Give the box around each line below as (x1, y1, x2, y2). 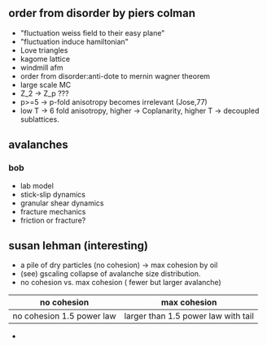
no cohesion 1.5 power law (12, 310, 116, 322)
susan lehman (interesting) (8, 239, 149, 253)
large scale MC (20, 80, 72, 89)
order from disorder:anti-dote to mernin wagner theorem (20, 71, 210, 80)
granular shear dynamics (20, 198, 104, 208)
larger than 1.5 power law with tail (124, 310, 255, 322)
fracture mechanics (20, 206, 86, 216)
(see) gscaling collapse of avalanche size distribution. (20, 269, 201, 279)
